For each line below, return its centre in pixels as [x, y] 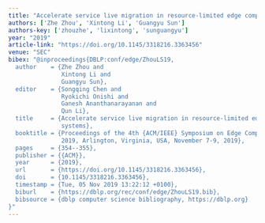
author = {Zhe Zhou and [60, 67]
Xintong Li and [86, 74]
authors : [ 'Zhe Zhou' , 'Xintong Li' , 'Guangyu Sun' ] [97, 23]
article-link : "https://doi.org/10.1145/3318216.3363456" [105, 45]
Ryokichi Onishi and [95, 96]
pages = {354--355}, [56, 148]
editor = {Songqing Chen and [69, 89]
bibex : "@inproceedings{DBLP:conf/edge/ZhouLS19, [91, 60]
